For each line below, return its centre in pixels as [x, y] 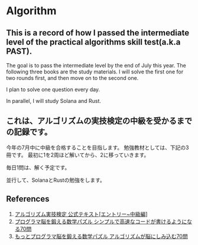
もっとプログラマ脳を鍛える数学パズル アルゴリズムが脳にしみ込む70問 [101, 236]
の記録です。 [29, 132]
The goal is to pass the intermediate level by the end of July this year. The [96, 65]
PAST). [19, 51]
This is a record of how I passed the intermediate [98, 33]
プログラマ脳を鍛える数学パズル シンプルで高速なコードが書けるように [101, 221]
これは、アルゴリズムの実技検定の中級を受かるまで [99, 121]
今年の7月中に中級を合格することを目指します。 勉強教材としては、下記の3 [98, 147]
